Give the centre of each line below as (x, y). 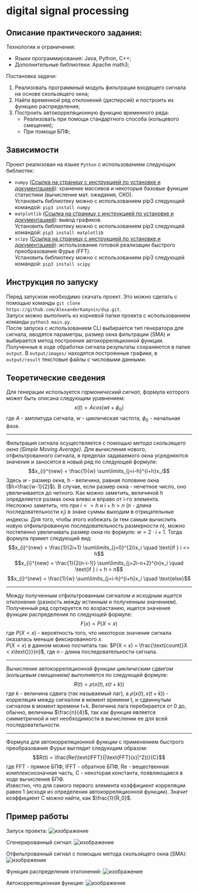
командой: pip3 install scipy (52, 264)
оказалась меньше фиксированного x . (55, 639)
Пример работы (37, 817)
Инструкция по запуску (52, 282)
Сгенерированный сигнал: (39, 842)
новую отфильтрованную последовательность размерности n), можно (96, 526)
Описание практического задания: (74, 33)
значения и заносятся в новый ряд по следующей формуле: (82, 462)
